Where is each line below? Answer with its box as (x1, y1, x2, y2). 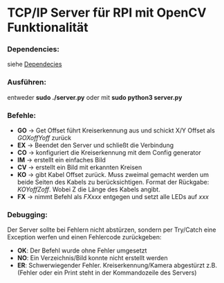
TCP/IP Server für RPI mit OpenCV (7, 5, 207, 21)
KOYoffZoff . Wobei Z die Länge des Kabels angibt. (17, 185, 160, 194)
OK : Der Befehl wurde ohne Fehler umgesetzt (17, 246, 147, 255)
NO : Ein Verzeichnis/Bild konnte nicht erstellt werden (17, 254, 168, 262)
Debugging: (7, 210, 48, 219)
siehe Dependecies (7, 60, 62, 69)
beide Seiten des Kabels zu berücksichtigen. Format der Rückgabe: (17, 178, 209, 187)
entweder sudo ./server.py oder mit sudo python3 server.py (7, 93, 183, 101)
